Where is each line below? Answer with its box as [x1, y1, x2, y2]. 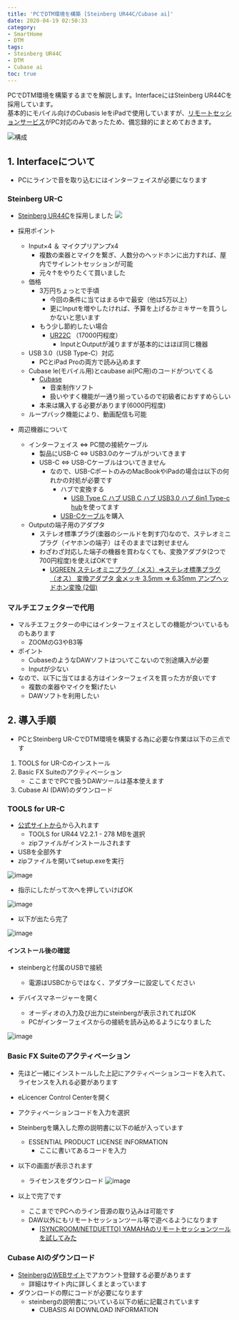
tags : [7, 44, 24, 51]
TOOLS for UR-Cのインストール [17, 758, 111, 767]
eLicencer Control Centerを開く [17, 1093, 111, 1102]
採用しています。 [7, 99, 57, 108]
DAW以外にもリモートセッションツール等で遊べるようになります [28, 1215, 218, 1224]
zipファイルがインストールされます [28, 839, 132, 847]
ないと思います [56, 313, 101, 321]
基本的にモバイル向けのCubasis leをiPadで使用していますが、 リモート [7, 109, 213, 117]
